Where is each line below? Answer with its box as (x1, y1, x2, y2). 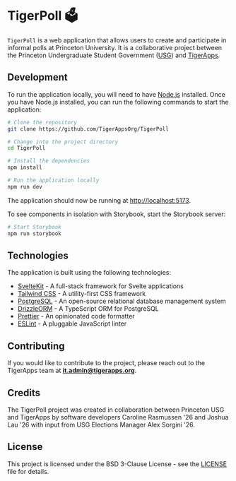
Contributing (7, 340, 65, 352)
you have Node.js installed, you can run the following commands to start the (7, 97, 229, 106)
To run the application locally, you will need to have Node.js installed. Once (7, 90, 226, 98)
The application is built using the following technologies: (7, 268, 172, 277)
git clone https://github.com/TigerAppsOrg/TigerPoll (7, 125, 170, 133)
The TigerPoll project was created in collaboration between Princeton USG (7, 405, 225, 414)
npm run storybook (7, 230, 61, 237)
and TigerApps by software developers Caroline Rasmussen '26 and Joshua (7, 412, 229, 421)
